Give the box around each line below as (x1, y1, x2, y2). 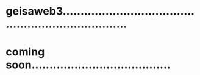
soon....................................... (5, 58, 171, 72)
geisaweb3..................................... (5, 4, 195, 18)
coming (5, 45, 45, 59)
